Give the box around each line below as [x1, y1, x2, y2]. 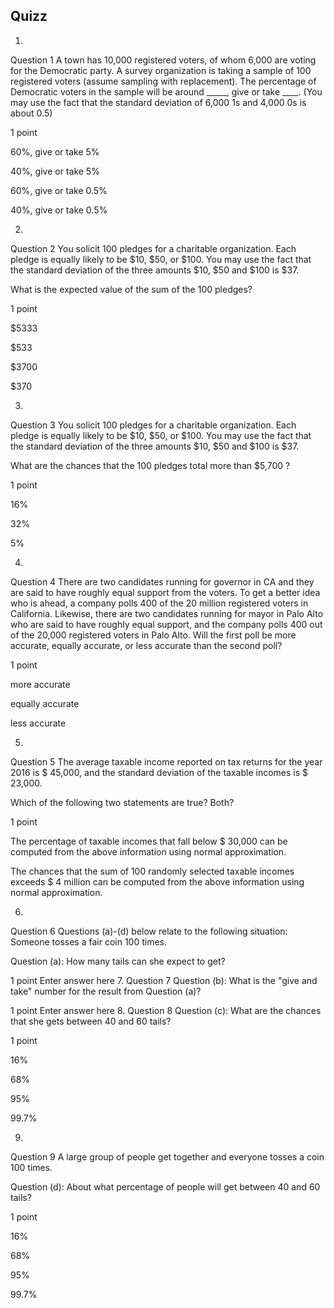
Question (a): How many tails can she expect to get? [10, 955, 226, 967]
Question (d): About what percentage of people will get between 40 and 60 [10, 1180, 321, 1193]
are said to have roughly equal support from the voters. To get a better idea [10, 586, 321, 598]
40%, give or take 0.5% [10, 204, 108, 216]
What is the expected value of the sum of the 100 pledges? [10, 283, 253, 295]
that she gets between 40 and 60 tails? [10, 1015, 172, 1027]
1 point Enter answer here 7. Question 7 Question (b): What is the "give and [10, 974, 318, 986]
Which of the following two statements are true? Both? [10, 796, 235, 808]
